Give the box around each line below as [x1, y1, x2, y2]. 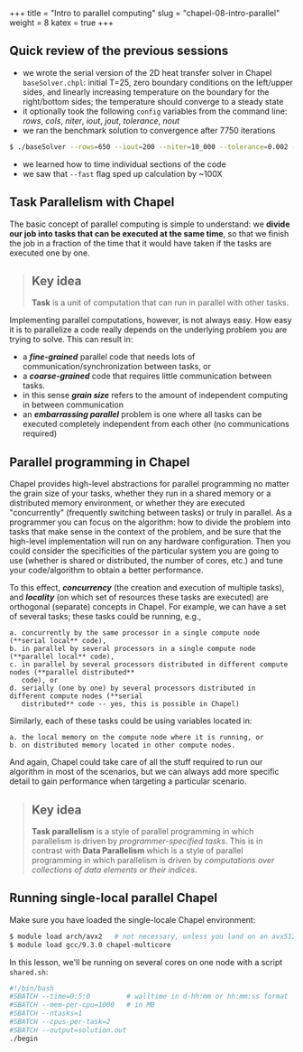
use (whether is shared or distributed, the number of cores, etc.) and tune [9, 555, 284, 566]
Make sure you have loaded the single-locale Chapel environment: [9, 914, 256, 925]
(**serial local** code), [9, 637, 106, 646]
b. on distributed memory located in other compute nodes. [9, 740, 236, 750]
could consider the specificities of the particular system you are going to [9, 545, 280, 556]
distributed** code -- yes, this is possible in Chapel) [21, 700, 241, 709]
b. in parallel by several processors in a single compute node [9, 645, 256, 654]
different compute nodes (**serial [9, 692, 143, 701]
